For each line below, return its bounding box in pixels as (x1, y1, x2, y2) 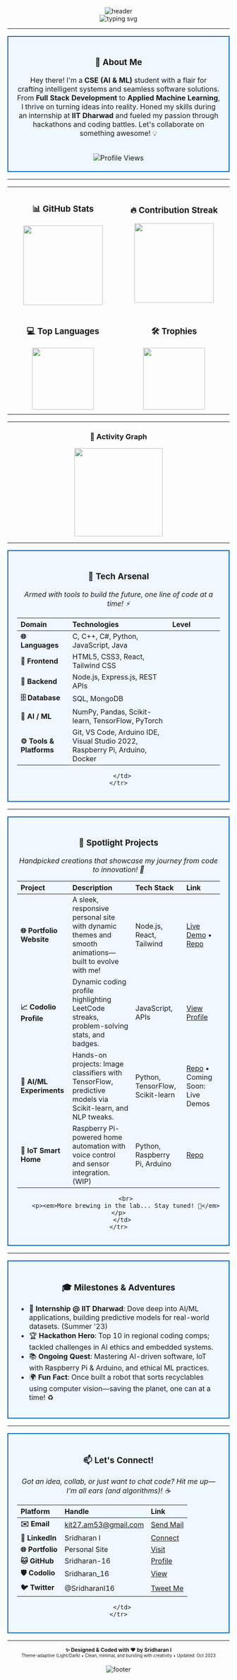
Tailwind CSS (72, 660, 116, 670)
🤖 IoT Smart (20, 1145, 61, 1155)
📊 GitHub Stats (32, 204, 94, 215)
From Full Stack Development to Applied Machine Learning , (17, 93, 220, 102)
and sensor (72, 1158, 110, 1168)
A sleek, (72, 894, 99, 904)
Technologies (72, 619, 119, 629)
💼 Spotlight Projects (78, 838, 159, 849)
